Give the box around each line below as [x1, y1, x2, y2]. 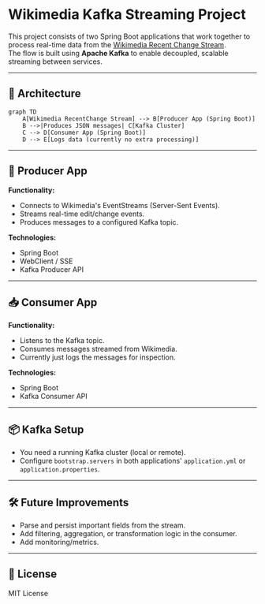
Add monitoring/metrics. [19, 538, 99, 546]
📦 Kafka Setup [8, 423, 84, 436]
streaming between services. [8, 57, 103, 66]
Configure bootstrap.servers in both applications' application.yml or [19, 456, 246, 466]
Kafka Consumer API [19, 392, 88, 401]
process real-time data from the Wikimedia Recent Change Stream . [8, 39, 226, 49]
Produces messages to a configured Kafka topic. [19, 217, 179, 226]
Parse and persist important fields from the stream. [19, 520, 186, 530]
